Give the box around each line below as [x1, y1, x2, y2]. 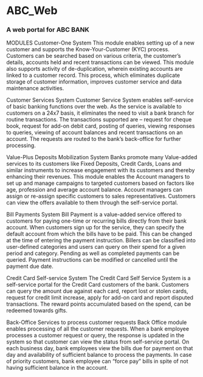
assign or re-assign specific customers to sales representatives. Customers [6, 193, 196, 200]
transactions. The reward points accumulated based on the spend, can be [6, 300, 191, 308]
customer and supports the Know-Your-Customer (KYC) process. [6, 46, 170, 53]
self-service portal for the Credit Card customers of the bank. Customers [6, 281, 190, 289]
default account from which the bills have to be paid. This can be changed [6, 230, 193, 238]
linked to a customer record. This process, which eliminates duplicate [6, 71, 181, 79]
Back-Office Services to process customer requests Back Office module [6, 318, 187, 326]
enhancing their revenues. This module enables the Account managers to [6, 173, 190, 181]
